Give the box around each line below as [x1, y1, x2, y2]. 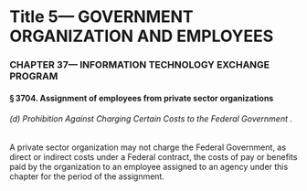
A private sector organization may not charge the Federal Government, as [9, 142, 286, 153]
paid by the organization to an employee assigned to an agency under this [9, 161, 289, 172]
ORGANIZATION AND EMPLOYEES [9, 26, 274, 47]
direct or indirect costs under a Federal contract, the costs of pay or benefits [9, 151, 298, 162]
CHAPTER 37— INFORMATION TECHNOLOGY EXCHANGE [9, 58, 270, 71]
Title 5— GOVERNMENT [9, 6, 194, 27]
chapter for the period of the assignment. [9, 171, 164, 182]
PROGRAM [9, 70, 58, 83]
